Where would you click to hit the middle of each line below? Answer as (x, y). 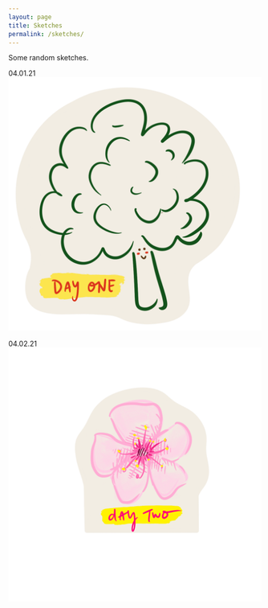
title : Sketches (35, 25)
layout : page (30, 17)
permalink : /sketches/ (46, 34)
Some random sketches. (49, 58)
